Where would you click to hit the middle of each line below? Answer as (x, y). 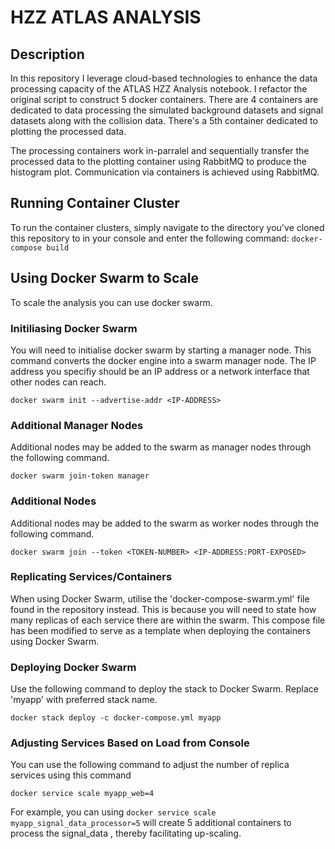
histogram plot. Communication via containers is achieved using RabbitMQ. (165, 172)
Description (47, 54)
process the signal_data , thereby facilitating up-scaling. (126, 833)
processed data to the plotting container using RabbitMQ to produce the (158, 161)
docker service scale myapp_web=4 (82, 794)
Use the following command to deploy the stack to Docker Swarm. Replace (165, 689)
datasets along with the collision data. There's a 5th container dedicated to (164, 120)
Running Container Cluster (95, 203)
